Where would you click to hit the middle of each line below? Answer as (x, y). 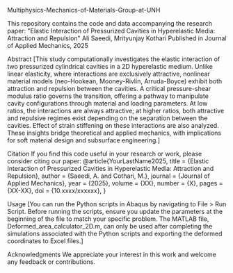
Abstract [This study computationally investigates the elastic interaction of (114, 59)
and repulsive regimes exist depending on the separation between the (107, 118)
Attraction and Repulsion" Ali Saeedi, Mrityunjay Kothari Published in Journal (117, 38)
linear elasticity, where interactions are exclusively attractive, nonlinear (109, 74)
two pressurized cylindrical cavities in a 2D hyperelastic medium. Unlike (110, 66)
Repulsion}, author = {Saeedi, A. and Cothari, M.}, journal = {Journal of (109, 176)
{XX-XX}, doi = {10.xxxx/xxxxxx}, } (57, 191)
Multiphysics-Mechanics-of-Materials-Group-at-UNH (84, 10)
